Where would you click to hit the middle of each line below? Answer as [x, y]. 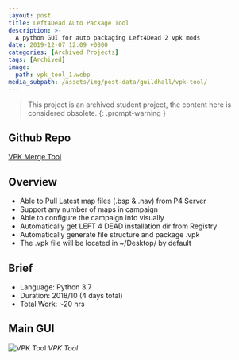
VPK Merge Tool [35, 157]
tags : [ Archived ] [37, 60]
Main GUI [31, 329]
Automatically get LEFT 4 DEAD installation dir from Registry [118, 226]
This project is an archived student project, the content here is [129, 105]
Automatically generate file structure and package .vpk [110, 235]
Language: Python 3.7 [56, 287]
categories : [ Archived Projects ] [64, 52]
